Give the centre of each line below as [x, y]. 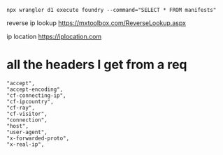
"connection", [27, 120]
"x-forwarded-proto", [38, 138]
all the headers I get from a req [97, 65]
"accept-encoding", [35, 89]
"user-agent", [27, 132]
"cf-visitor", [27, 114]
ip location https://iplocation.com [54, 36]
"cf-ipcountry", [30, 101]
